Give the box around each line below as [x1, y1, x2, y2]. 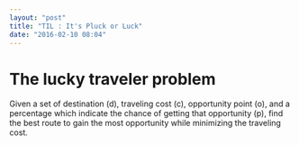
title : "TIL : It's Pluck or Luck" [9, 22, 143, 31]
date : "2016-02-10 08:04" [9, 30, 106, 39]
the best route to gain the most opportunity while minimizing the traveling [9, 118, 282, 129]
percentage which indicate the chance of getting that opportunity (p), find [9, 108, 284, 119]
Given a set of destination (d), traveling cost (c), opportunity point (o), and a [9, 98, 291, 109]
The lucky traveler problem [9, 68, 216, 89]
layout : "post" [9, 13, 67, 23]
